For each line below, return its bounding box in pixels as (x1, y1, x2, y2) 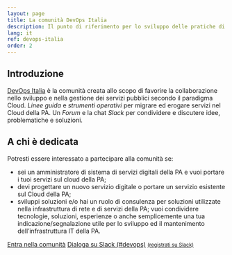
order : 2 (7, 42, 33, 49)
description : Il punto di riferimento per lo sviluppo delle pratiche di (7, 23, 226, 30)
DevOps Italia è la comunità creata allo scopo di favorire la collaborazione (7, 86, 217, 94)
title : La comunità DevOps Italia (7, 17, 108, 24)
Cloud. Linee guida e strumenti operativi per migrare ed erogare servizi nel (7, 101, 221, 109)
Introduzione (7, 68, 65, 80)
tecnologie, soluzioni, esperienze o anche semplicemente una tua (17, 212, 206, 220)
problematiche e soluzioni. (7, 116, 83, 124)
